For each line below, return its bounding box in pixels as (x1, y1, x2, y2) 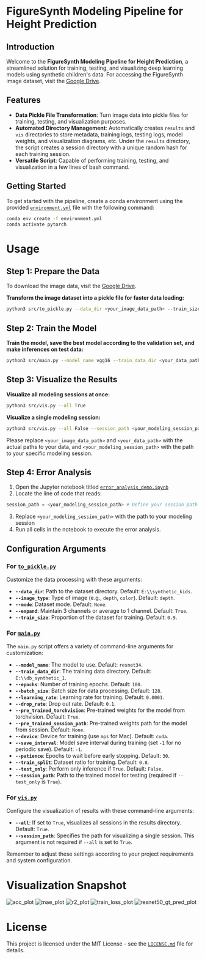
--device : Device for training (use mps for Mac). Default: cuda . (15, 733, 169, 740)
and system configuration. (6, 857, 72, 864)
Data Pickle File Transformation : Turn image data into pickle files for (15, 111, 189, 119)
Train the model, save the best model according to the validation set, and (6, 339, 195, 347)
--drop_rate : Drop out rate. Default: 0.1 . (15, 700, 116, 708)
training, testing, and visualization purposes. (15, 117, 127, 125)
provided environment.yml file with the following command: (6, 204, 154, 211)
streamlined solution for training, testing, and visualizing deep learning (6, 64, 184, 72)
